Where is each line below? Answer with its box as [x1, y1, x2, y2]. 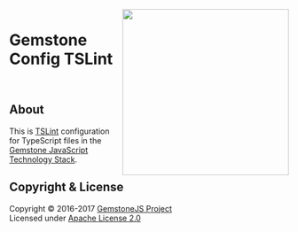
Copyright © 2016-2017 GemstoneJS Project [9, 203, 173, 213]
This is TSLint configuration [9, 126, 110, 136]
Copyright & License [9, 180, 124, 195]
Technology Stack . [9, 154, 78, 165]
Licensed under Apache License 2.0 [9, 213, 142, 223]
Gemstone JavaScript [9, 144, 89, 155]
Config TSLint [9, 49, 114, 69]
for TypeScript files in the [9, 135, 102, 145]
